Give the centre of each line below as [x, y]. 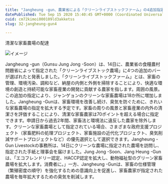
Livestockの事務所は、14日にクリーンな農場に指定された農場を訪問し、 [88, 145]
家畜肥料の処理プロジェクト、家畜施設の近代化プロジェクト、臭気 [90, 133]
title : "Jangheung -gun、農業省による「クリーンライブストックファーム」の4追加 [81, 10]
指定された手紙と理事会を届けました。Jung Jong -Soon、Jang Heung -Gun [83, 152]
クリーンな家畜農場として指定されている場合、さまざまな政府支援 [81, 127]
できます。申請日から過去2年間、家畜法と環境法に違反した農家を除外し [79, 120]
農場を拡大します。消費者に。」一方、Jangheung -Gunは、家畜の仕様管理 [80, 164]
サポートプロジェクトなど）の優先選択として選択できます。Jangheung [82, 139]
